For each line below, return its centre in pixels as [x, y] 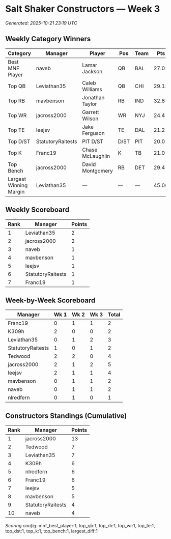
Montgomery [98, 171]
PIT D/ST [93, 141]
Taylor [90, 104]
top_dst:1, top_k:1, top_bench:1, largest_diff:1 [51, 531]
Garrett [91, 112]
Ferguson [94, 133]
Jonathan [93, 97]
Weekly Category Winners [48, 39]
